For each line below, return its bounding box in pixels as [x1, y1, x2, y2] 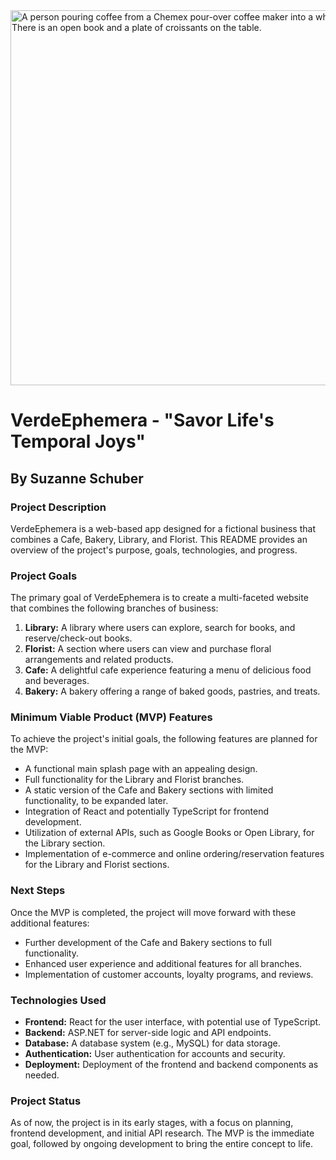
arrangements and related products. [24, 654, 174, 666]
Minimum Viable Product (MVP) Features [10, 710, 213, 724]
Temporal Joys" [10, 430, 146, 453]
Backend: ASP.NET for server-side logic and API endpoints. [24, 1027, 272, 1039]
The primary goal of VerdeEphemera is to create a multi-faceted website [10, 592, 309, 604]
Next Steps [10, 884, 66, 898]
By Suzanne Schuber [10, 470, 144, 487]
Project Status [10, 1094, 82, 1108]
